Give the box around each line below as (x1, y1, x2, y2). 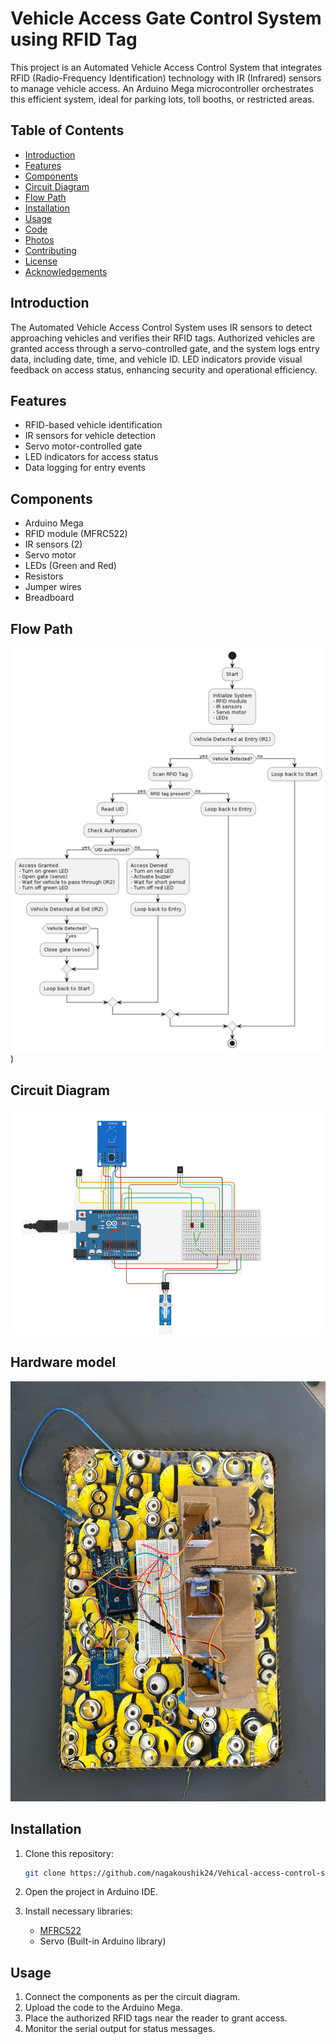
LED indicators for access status (24, 451, 159, 463)
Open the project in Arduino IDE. (24, 1886, 158, 1898)
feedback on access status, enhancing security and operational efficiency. (10, 363, 318, 376)
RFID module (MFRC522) (24, 528, 128, 540)
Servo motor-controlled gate (24, 440, 143, 452)
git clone (24, 1868, 67, 1878)
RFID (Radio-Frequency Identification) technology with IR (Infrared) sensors (10, 72, 322, 84)
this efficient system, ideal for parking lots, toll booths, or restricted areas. (10, 93, 315, 105)
